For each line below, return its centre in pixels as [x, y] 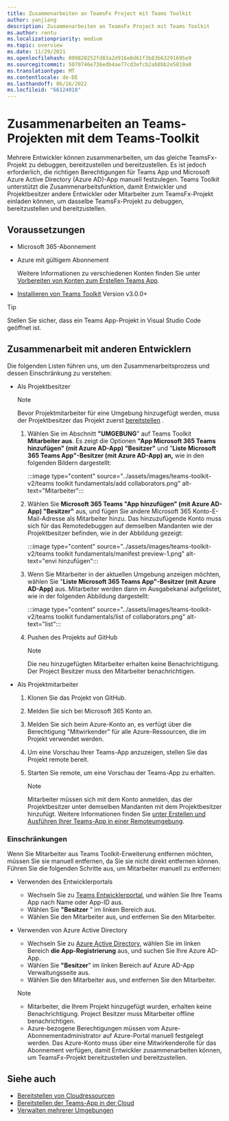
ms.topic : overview [35, 45]
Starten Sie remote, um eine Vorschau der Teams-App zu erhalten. [121, 772]
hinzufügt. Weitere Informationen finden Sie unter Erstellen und [116, 814]
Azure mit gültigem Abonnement [63, 260]
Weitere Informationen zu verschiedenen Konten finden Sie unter [109, 273]
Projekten [35, 139]
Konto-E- [206, 511]
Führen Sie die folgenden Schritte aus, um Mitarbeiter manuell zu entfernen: [114, 868]
